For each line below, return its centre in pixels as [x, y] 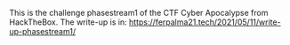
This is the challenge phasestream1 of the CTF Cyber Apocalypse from [139, 13]
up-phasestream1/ [43, 31]
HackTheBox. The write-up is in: [68, 22]
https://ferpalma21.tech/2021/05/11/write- [205, 22]
